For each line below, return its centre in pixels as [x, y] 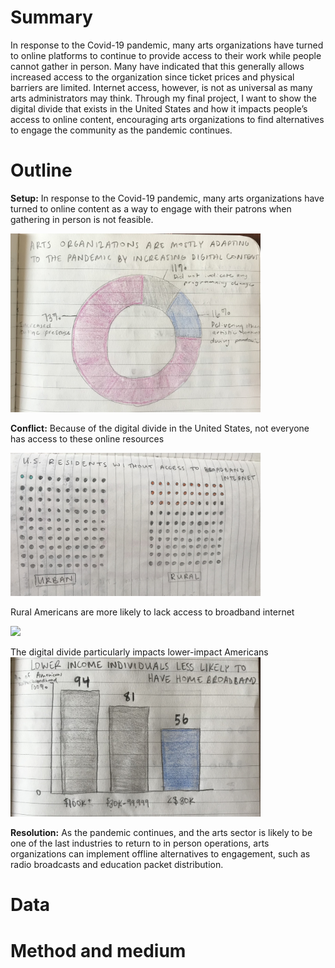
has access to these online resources [87, 439]
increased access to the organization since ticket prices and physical [152, 77]
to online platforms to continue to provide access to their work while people [166, 55]
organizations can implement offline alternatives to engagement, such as [160, 854]
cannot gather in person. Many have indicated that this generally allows [157, 66]
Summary [51, 17]
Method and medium [98, 950]
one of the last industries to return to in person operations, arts [140, 843]
